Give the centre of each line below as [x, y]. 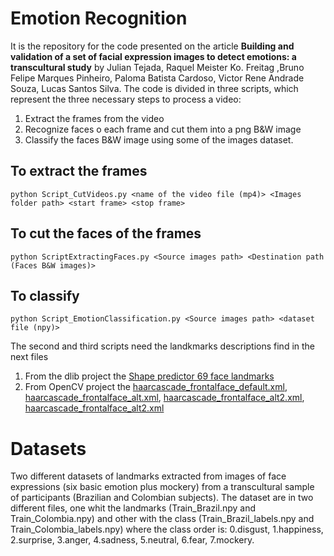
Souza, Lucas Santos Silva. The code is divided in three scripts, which [154, 88]
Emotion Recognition [99, 18]
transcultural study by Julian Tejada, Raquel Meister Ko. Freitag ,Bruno [157, 67]
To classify [45, 295]
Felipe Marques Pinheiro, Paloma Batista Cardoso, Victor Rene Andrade [157, 78]
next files [29, 357]
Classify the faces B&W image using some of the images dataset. [159, 139]
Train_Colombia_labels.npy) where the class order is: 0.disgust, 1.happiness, [167, 529]
